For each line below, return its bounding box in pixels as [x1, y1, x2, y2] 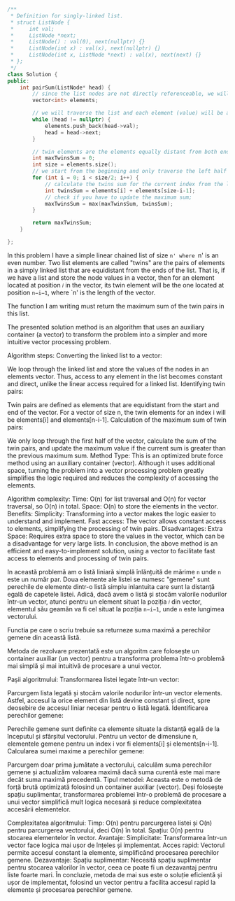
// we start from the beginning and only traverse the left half [32, 168, 227, 175]
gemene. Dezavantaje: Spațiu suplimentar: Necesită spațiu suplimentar [7, 856, 211, 864]
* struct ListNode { [10, 19, 71, 26]
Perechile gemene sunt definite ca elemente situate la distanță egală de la [7, 724, 220, 733]
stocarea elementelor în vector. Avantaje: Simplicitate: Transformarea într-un [7, 833, 227, 842]
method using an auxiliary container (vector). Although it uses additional [7, 458, 215, 467]
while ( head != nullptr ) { [32, 116, 111, 123]
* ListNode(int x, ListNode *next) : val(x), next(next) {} [10, 52, 201, 59]
